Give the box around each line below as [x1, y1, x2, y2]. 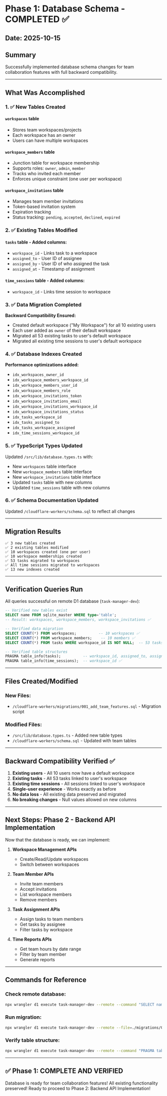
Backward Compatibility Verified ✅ [5, 757, 115, 765]
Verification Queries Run [5, 585, 83, 594]
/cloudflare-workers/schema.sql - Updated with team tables [12, 738, 137, 744]
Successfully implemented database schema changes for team [5, 64, 134, 70]
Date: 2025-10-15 [5, 33, 61, 42]
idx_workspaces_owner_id [12, 372, 64, 377]
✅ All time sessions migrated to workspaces [5, 562, 100, 567]
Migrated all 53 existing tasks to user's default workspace [12, 332, 131, 338]
